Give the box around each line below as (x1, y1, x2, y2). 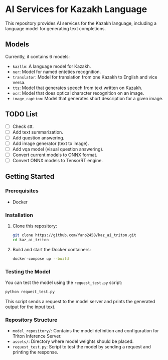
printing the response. (12, 349, 59, 355)
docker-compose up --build (12, 256, 69, 261)
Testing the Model (5, 268, 50, 275)
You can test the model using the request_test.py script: (5, 279, 122, 285)
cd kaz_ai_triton (12, 237, 49, 242)
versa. (12, 79, 26, 85)
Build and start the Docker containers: (12, 246, 91, 252)
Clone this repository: (12, 223, 57, 229)
